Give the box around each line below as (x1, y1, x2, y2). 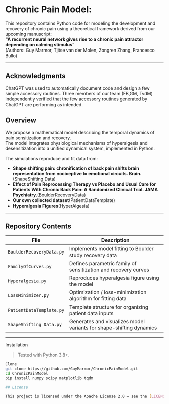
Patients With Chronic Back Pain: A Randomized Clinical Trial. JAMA (12, 186, 158, 192)
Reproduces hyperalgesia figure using (69, 274, 159, 281)
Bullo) (5, 52, 18, 59)
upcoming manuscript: (5, 31, 52, 37)
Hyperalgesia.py (8, 278, 47, 284)
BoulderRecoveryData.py (8, 249, 65, 255)
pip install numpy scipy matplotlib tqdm (5, 376, 94, 381)
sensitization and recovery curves (69, 266, 149, 273)
